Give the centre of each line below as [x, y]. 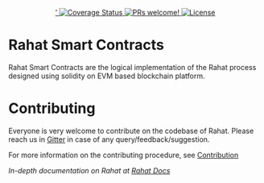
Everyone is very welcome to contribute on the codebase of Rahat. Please [131, 131]
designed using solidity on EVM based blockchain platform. [107, 76]
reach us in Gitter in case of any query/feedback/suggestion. [109, 139]
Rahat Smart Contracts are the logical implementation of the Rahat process [132, 67]
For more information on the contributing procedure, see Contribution [124, 155]
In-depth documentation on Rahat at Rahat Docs [89, 170]
